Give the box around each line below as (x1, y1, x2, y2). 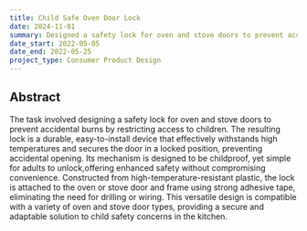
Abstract (9, 89, 61, 105)
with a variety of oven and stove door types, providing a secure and (9, 201, 265, 212)
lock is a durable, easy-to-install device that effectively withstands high (9, 133, 278, 144)
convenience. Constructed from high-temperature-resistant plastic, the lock (9, 172, 295, 183)
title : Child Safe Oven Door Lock (9, 13, 142, 23)
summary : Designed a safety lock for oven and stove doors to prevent (9, 30, 284, 39)
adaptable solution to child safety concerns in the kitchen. (9, 211, 228, 222)
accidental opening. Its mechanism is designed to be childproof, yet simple (9, 152, 291, 163)
